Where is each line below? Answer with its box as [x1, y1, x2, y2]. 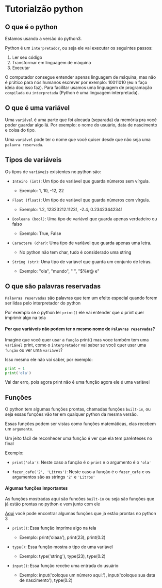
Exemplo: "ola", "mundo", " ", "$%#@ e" [19, 268, 99, 274]
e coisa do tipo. [5, 127, 36, 133]
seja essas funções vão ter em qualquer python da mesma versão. [5, 411, 138, 417]
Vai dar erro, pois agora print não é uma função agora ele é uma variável [5, 379, 150, 385]
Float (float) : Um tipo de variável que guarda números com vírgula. [12, 197, 150, 203]
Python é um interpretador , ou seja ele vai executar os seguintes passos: [5, 45, 153, 51]
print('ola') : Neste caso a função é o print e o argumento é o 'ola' [12, 460, 151, 465]
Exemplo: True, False [19, 230, 62, 236]
